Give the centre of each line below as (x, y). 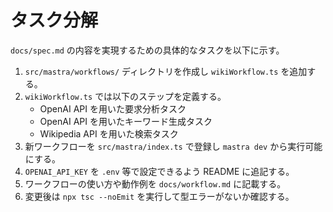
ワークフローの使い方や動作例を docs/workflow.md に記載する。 (155, 183)
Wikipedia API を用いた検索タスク (109, 133)
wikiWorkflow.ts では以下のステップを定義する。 (125, 96)
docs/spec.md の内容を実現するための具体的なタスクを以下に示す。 (147, 50)
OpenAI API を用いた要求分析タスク (113, 108)
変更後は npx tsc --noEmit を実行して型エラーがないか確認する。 (159, 196)
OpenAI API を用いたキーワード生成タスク (126, 121)
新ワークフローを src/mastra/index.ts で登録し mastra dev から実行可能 (173, 146)
